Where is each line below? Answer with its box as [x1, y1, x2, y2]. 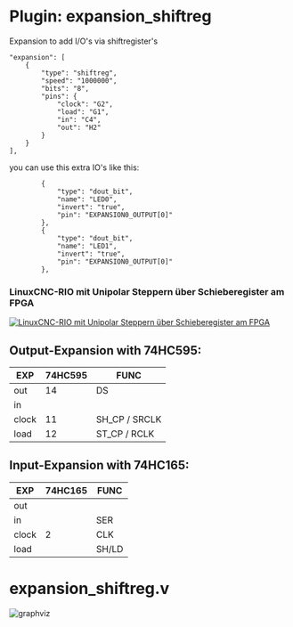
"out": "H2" [56, 123, 102, 132]
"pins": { [41, 92, 77, 101]
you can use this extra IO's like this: [9, 162, 140, 173]
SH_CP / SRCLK [96, 413, 162, 426]
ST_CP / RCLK [96, 427, 155, 440]
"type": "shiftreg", [41, 69, 118, 77]
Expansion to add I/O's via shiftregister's [9, 36, 159, 46]
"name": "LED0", [56, 194, 118, 204]
